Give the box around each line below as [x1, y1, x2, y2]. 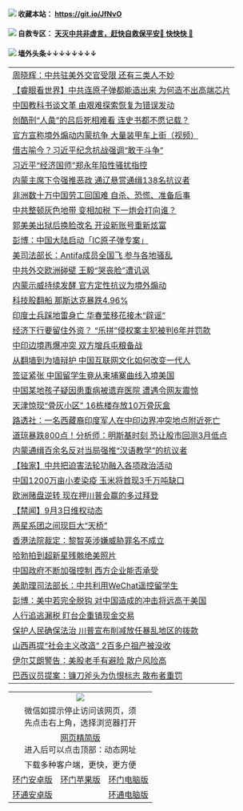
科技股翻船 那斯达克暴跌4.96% [12, 295, 129, 306]
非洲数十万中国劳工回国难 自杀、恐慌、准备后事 [12, 190, 191, 201]
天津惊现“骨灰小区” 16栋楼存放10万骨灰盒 [12, 400, 170, 412]
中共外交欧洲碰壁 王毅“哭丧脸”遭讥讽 [12, 265, 150, 276]
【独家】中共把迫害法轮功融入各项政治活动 [12, 460, 173, 472]
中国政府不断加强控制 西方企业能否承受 [12, 565, 159, 576]
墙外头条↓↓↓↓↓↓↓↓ [18, 48, 98, 58]
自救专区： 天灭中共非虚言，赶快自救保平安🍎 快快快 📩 [18, 29, 193, 38]
